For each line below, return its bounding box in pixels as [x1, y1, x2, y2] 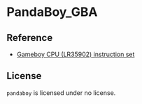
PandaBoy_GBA [6, 4, 98, 20]
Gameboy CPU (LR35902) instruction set [16, 50, 135, 58]
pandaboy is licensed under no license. [6, 88, 116, 97]
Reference [6, 32, 53, 44]
